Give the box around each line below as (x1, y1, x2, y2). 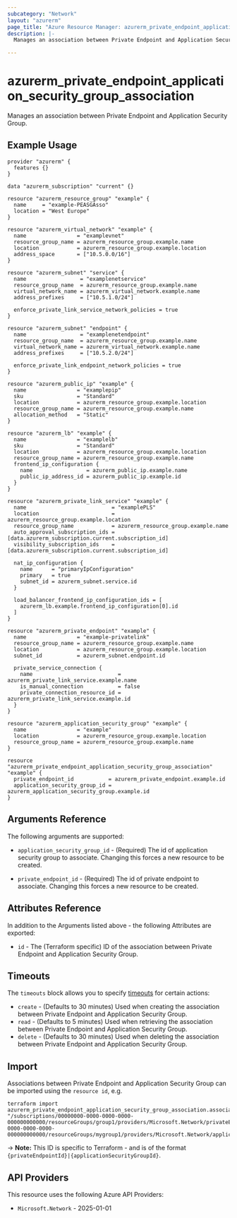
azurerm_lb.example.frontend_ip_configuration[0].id (20, 603, 178, 610)
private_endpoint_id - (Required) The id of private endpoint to (17, 874, 200, 883)
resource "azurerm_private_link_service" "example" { (7, 498, 169, 505)
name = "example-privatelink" (13, 633, 150, 641)
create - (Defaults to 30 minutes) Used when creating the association (17, 1003, 220, 1011)
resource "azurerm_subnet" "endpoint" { (7, 325, 128, 332)
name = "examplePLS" (13, 504, 157, 511)
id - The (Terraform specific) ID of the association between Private (17, 942, 212, 951)
